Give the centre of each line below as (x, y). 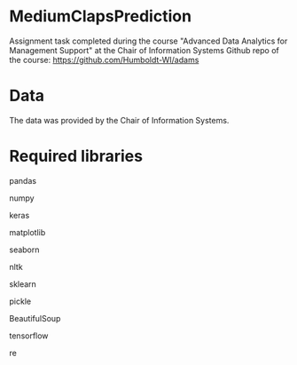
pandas (23, 180)
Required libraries (76, 156)
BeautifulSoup (35, 318)
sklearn (23, 284)
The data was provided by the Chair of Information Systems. (119, 120)
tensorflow (29, 336)
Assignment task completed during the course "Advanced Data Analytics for (148, 41)
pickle (20, 301)
